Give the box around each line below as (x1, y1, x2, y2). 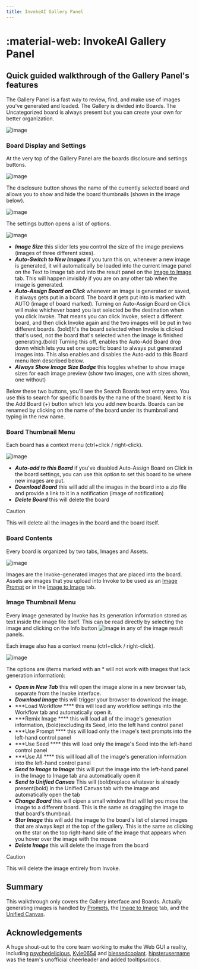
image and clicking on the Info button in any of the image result (6, 624, 183, 632)
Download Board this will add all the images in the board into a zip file (14, 483, 187, 490)
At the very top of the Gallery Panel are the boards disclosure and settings (6, 154, 188, 161)
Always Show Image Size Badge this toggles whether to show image (14, 363, 185, 370)
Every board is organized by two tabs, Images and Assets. (6, 548, 149, 555)
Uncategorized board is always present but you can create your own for (6, 108, 182, 116)
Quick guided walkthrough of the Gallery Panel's (6, 71, 189, 81)
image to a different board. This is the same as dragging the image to (14, 803, 184, 810)
